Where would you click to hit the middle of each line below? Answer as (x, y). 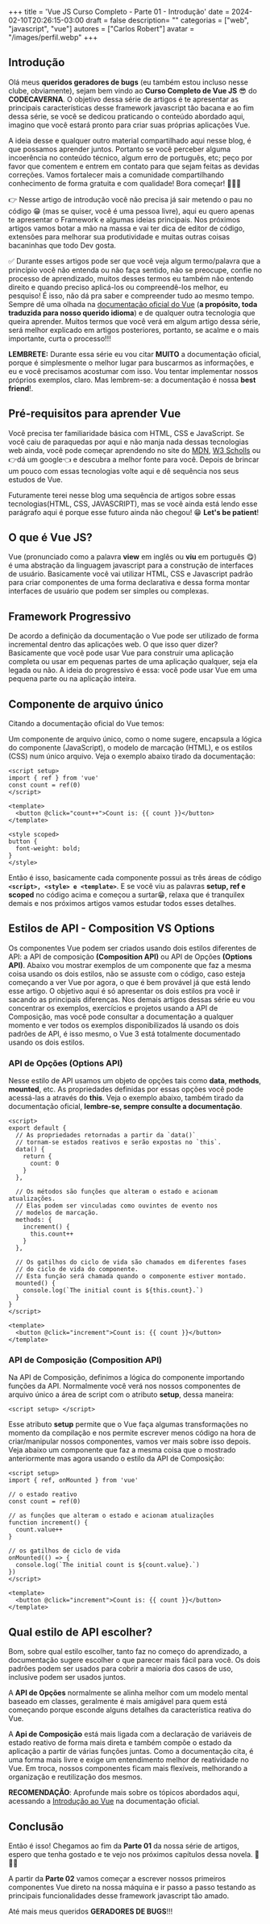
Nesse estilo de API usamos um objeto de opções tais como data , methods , (135, 1081)
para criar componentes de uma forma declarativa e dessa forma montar (129, 583)
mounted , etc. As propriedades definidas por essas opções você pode (126, 1089)
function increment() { (48, 1523)
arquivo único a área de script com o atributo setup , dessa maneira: (121, 1394)
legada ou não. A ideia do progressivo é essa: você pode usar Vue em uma (133, 670)
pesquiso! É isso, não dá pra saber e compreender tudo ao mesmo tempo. (131, 295)
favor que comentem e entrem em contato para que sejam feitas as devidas (134, 166)
